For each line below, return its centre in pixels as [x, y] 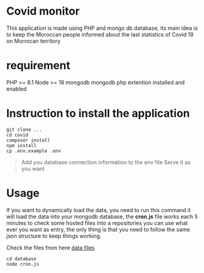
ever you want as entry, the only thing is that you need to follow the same [98, 229]
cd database [21, 259]
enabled [16, 89]
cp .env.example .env [34, 151]
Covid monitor [43, 11]
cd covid [17, 135]
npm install [21, 145]
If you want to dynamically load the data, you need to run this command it [99, 210]
